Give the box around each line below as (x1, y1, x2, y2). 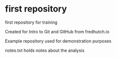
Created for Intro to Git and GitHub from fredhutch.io (5, 29, 110, 34)
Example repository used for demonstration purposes (5, 38, 112, 44)
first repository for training (5, 19, 58, 25)
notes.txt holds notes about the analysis (5, 47, 85, 53)
